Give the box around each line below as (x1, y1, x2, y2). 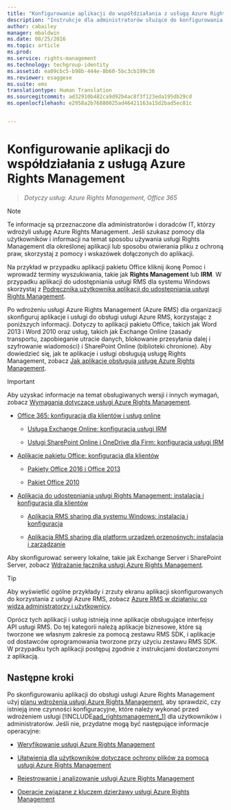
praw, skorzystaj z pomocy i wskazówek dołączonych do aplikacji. (7, 249, 195, 258)
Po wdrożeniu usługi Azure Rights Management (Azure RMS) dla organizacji (7, 305, 222, 313)
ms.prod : (7, 49, 32, 56)
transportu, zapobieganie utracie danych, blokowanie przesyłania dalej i (7, 335, 211, 343)
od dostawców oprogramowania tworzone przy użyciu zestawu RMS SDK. (7, 637, 218, 645)
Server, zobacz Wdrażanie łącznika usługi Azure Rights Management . (7, 561, 204, 569)
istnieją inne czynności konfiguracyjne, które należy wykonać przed (7, 705, 199, 713)
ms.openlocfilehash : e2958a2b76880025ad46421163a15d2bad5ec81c (7, 100, 192, 107)
